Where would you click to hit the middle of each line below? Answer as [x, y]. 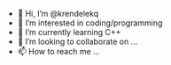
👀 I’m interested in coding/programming [90, 23]
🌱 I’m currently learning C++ [69, 32]
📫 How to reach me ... [58, 51]
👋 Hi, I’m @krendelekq [58, 14]
